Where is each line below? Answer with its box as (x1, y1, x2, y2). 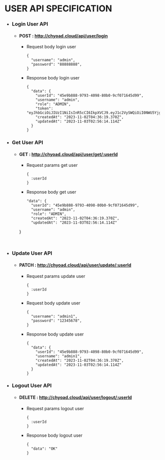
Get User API (11, 139, 43, 146)
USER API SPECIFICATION (4, 3, 112, 14)
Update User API (11, 250, 53, 257)
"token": (35, 106, 54, 111)
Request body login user (26, 44, 76, 50)
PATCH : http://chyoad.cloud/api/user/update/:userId (19, 262, 132, 268)
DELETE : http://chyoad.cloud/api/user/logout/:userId (19, 394, 132, 400)
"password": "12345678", (31, 318, 82, 323)
